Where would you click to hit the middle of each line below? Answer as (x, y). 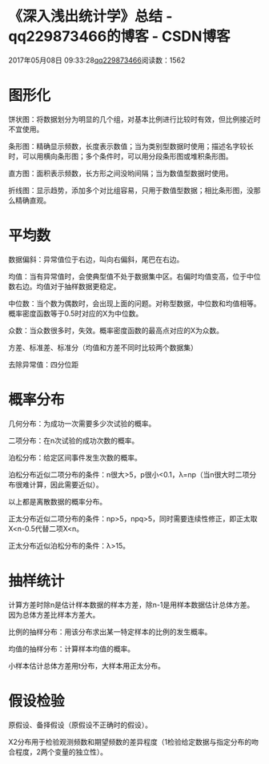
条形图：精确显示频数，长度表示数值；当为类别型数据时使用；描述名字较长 (131, 146)
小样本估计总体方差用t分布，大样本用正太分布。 (87, 665)
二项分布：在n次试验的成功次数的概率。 (74, 440)
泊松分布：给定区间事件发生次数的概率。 (75, 457)
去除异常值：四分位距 (43, 364)
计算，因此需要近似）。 (66, 485)
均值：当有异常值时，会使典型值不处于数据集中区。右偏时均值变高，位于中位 (134, 276)
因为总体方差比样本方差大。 (54, 614)
